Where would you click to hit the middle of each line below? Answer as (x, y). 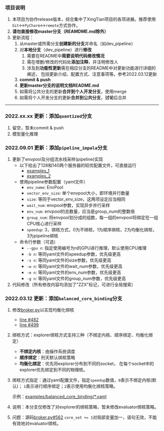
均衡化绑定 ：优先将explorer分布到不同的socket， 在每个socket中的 (87, 364)
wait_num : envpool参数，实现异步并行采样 (68, 205)
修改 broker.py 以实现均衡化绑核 (43, 310)
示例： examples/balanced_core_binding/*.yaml (59, 397)
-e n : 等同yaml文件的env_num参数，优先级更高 (74, 272)
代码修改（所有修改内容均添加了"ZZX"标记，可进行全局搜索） (74, 285)
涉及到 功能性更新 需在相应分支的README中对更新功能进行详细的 (91, 68)
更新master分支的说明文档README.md (59, 85)
